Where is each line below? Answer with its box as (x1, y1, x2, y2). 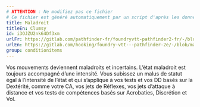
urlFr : (6, 36, 23, 42)
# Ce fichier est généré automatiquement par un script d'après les (6, 14, 180, 20)
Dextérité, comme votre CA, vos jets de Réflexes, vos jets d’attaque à (6, 83, 176, 90)
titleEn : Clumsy (6, 25, 46, 32)
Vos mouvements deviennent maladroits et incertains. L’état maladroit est (6, 64, 186, 71)
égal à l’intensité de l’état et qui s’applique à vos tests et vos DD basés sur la (6, 76, 193, 83)
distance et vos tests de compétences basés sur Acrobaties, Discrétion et (6, 89, 187, 96)
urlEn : (6, 42, 23, 48)
